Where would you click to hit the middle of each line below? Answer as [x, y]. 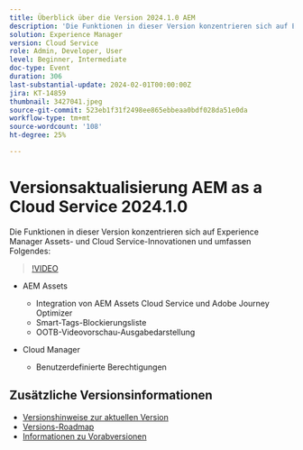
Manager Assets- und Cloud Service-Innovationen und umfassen [130, 241]
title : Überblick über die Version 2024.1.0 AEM [102, 18]
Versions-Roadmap [58, 427]
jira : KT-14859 [38, 93]
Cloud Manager [51, 349]
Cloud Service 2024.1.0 [99, 207]
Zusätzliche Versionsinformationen [111, 395]
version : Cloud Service [54, 43]
